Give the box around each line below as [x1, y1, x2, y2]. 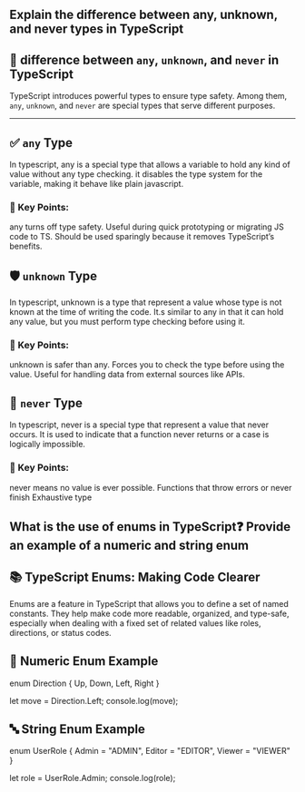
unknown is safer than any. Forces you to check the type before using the [9, 359, 285, 370]
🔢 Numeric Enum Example [9, 653, 159, 670]
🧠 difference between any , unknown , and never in [9, 52, 280, 67]
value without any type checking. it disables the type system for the [9, 169, 263, 180]
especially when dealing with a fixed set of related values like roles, [9, 617, 261, 629]
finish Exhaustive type [9, 492, 93, 503]
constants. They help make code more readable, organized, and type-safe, [9, 608, 290, 619]
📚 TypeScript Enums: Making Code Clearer [9, 570, 261, 585]
